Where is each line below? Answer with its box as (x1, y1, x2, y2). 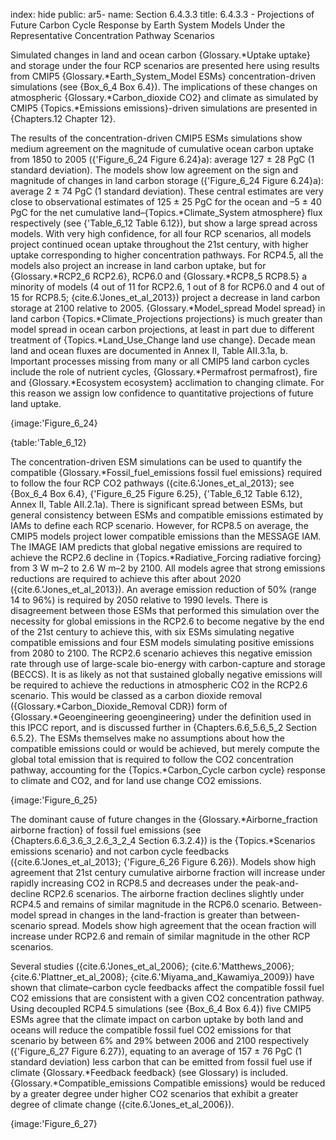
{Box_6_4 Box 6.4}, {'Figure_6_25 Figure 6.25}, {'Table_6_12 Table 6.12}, (10, 488, 303, 499)
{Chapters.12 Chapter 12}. (10, 113, 117, 124)
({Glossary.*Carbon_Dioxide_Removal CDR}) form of (10, 700, 228, 712)
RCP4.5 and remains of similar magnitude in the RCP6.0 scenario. (10, 899, 280, 910)
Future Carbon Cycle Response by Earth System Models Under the (10, 19, 286, 31)
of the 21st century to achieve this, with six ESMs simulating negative (10, 626, 295, 638)
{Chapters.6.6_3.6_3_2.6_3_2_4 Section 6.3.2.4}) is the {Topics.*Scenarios (10, 835, 316, 846)
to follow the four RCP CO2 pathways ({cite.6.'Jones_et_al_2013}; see (10, 477, 295, 489)
